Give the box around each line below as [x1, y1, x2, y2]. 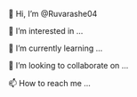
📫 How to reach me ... [8, 78, 91, 88]
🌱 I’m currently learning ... [8, 43, 103, 53]
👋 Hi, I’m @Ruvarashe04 [8, 9, 98, 19]
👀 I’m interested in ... [8, 26, 84, 36]
